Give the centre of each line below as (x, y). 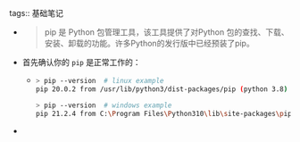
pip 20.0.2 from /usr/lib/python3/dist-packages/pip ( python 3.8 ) (162, 89)
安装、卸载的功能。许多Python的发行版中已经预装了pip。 (149, 43)
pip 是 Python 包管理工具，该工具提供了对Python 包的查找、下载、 (167, 32)
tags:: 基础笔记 (37, 13)
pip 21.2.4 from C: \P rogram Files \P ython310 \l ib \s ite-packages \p (159, 113)
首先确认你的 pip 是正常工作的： (81, 62)
